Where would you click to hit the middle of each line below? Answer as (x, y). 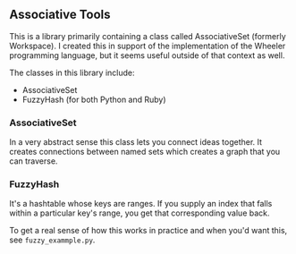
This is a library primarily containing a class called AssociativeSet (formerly (148, 36)
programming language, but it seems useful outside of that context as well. (147, 55)
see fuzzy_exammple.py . (52, 240)
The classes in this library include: (72, 72)
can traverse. (34, 161)
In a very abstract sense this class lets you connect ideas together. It (135, 142)
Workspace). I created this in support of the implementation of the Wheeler (148, 46)
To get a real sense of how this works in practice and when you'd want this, (148, 231)
